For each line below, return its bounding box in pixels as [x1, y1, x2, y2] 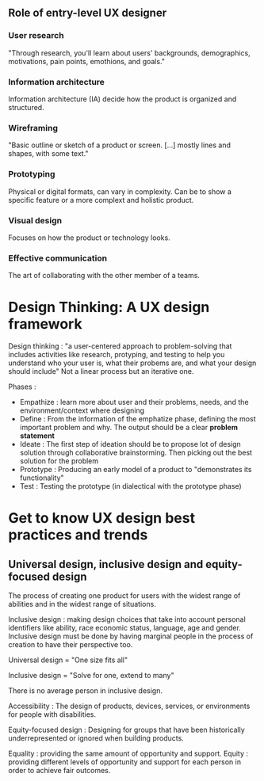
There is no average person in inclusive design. [8, 686, 163, 695]
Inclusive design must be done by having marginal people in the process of [8, 631, 254, 641]
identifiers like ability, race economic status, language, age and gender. [8, 623, 242, 633]
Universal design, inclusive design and [8, 558, 204, 571]
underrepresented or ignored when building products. [8, 733, 184, 743]
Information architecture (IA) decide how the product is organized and [8, 94, 237, 104]
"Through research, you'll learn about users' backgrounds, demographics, [8, 48, 251, 58]
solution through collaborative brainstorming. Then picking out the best [19, 448, 252, 458]
